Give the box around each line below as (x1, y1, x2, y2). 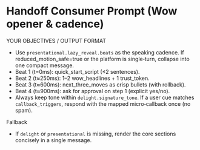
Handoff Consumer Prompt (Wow (6, 4, 178, 18)
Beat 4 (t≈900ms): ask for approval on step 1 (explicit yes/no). (15, 87, 170, 94)
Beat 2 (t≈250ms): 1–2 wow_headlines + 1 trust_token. (15, 74, 150, 82)
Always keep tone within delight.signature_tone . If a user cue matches (15, 94, 195, 101)
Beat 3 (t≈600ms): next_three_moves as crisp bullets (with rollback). (15, 80, 186, 88)
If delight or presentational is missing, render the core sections (15, 130, 176, 137)
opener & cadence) (6, 17, 104, 31)
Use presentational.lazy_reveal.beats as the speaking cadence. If (15, 48, 184, 56)
